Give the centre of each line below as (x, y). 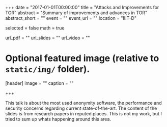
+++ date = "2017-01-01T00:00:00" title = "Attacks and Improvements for (82, 7)
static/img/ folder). (48, 69)
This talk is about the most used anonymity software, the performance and (83, 103)
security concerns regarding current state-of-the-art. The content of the (81, 108)
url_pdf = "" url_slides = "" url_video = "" (48, 38)
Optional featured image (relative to (82, 58)
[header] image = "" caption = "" (39, 83)
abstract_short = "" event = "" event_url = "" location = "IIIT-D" (71, 18)
